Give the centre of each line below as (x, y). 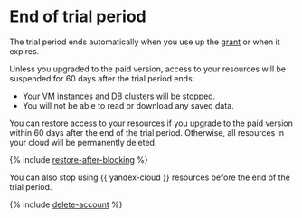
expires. (24, 51)
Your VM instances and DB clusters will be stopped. (119, 96)
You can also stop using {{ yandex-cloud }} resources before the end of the (150, 177)
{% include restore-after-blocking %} (79, 159)
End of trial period (78, 17)
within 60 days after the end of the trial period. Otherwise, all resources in (147, 132)
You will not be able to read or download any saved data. (128, 105)
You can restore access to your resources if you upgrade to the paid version (151, 123)
